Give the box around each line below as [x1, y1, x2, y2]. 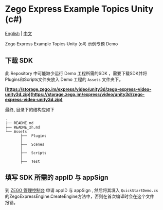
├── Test [20, 159, 40, 164]
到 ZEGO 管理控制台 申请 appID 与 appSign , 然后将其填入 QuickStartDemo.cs [5, 187, 158, 193]
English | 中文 [5, 30, 33, 36]
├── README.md [5, 120, 34, 125]
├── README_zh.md [5, 125, 40, 130]
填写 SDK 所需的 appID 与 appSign [5, 173, 109, 182]
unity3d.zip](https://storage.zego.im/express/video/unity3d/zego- [5, 91, 145, 97]
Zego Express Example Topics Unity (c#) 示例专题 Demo [5, 40, 118, 47]
